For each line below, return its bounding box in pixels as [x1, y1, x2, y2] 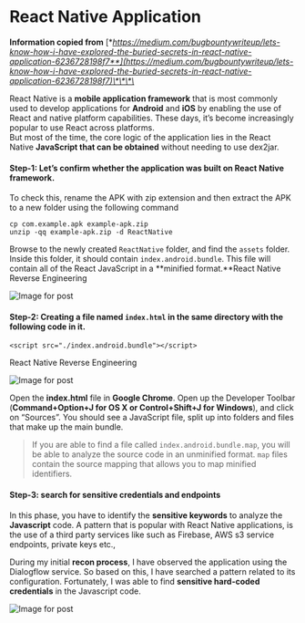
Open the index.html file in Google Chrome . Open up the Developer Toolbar [9, 392, 296, 403]
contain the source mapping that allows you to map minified [31, 459, 257, 470]
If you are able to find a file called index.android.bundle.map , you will [31, 440, 290, 451]
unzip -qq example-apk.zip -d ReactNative [9, 228, 173, 237]
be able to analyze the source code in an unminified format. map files [31, 449, 289, 460]
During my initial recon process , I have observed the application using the [9, 556, 288, 567]
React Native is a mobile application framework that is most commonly [9, 93, 278, 104]
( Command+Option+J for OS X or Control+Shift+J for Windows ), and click [9, 402, 294, 413]
